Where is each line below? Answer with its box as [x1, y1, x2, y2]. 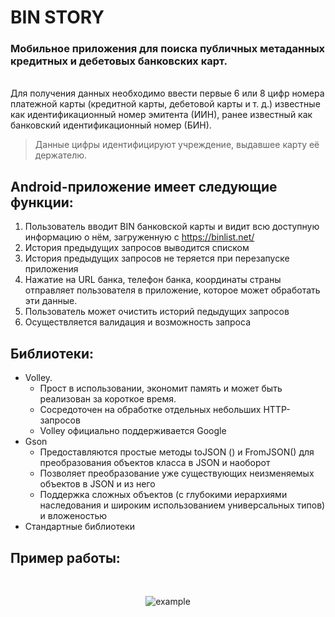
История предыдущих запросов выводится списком [24, 242, 250, 254]
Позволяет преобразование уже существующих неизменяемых [39, 467, 315, 480]
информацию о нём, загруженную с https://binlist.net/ [24, 231, 255, 243]
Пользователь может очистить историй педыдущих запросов [24, 306, 290, 318]
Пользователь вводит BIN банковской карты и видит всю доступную [24, 221, 320, 233]
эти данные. [24, 295, 78, 307]
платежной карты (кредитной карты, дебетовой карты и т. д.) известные [10, 98, 321, 110]
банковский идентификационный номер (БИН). [10, 119, 212, 131]
